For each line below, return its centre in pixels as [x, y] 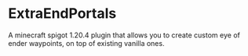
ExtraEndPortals [62, 14]
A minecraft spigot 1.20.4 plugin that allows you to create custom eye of [124, 35]
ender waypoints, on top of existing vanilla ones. [86, 43]
